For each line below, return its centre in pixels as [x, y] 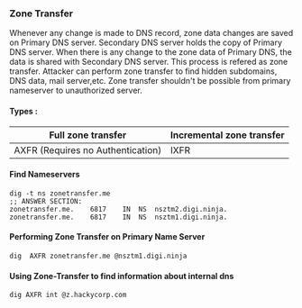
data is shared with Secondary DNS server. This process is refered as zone [149, 62]
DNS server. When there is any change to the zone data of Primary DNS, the [151, 52]
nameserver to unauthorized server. [76, 91]
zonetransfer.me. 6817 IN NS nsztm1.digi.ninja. [119, 217]
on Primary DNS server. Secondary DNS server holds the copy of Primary [146, 42]
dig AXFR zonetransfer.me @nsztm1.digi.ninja [98, 256]
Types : [23, 111]
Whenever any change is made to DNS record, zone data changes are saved [151, 33]
